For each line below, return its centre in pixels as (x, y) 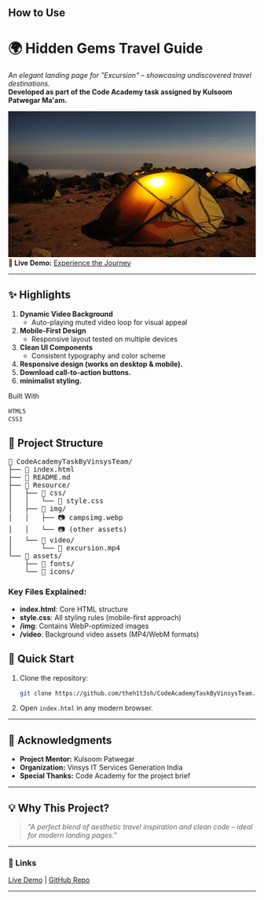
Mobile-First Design (53, 330)
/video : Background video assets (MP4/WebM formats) (109, 634)
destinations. (29, 84)
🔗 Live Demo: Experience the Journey (70, 263)
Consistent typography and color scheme (99, 355)
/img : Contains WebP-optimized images (84, 626)
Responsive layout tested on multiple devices (104, 339)
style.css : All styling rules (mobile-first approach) (101, 617)
